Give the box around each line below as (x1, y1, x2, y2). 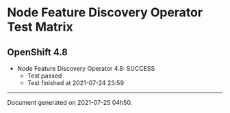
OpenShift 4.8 (7, 46, 68, 58)
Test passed (27, 71, 62, 80)
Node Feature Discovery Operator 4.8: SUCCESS (16, 65, 155, 72)
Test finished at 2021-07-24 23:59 (27, 79, 125, 86)
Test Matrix (7, 19, 73, 35)
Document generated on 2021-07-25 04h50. (7, 99, 133, 106)
